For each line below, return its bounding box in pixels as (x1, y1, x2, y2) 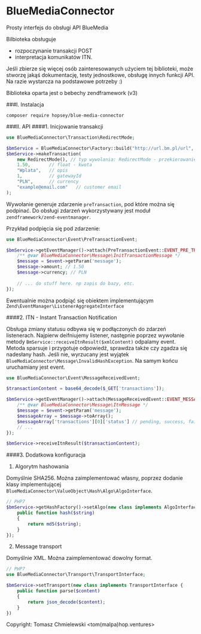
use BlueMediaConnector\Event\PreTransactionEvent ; (6, 236, 138, 243)
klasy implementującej (6, 481, 62, 488)
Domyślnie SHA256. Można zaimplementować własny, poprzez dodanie (6, 474, 184, 482)
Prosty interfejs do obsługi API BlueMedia (6, 24, 109, 31)
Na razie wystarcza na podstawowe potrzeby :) (6, 78, 123, 85)
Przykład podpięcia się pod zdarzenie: (6, 225, 100, 232)
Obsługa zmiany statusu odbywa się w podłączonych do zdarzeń (6, 325, 166, 332)
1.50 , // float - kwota (17, 162, 93, 168)
